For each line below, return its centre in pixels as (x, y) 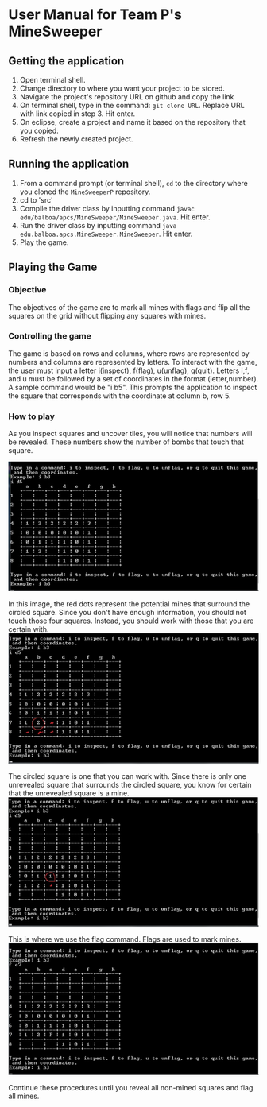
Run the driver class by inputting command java (98, 225)
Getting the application (66, 61)
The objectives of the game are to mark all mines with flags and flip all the (129, 307)
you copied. (39, 130)
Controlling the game (50, 336)
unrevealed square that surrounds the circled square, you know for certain (130, 784)
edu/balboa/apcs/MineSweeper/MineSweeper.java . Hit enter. (115, 217)
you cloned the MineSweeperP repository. (85, 192)
